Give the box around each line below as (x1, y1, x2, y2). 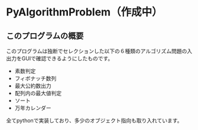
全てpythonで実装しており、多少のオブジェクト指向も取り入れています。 (6, 117, 183, 124)
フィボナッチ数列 (14, 75, 57, 82)
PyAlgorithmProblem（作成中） (6, 5, 163, 19)
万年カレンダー (14, 105, 51, 111)
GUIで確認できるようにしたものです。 (21, 55, 113, 62)
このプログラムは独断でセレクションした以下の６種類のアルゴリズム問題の (6, 48, 187, 54)
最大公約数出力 (14, 82, 51, 89)
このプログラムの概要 (6, 31, 84, 41)
